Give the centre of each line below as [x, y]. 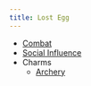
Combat [37, 43]
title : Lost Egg [39, 17]
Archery [50, 72]
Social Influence [52, 52]
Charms [37, 62]
